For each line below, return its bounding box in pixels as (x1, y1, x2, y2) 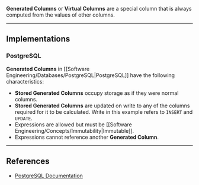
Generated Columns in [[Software (6, 65, 90, 72)
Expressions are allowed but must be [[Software (14, 121, 132, 128)
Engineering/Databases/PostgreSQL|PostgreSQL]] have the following (6, 71, 175, 79)
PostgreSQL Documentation (14, 172, 83, 179)
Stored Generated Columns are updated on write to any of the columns (14, 102, 190, 109)
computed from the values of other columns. (6, 11, 115, 18)
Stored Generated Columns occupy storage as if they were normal (14, 89, 179, 97)
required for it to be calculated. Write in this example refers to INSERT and (14, 108, 193, 115)
